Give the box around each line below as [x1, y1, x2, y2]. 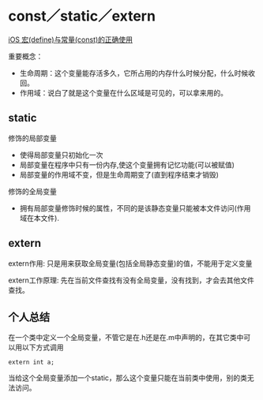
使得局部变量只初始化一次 [19, 150, 103, 159]
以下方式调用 [21, 342, 64, 352]
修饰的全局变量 [8, 186, 57, 196]
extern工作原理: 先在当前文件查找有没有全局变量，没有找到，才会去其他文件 [8, 275, 255, 285]
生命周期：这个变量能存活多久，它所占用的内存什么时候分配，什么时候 [19, 68, 249, 77]
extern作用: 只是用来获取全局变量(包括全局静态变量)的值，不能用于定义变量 [8, 258, 253, 268]
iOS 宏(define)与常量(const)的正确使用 [8, 35, 133, 44]
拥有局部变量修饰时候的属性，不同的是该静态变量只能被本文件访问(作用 [19, 203, 251, 213]
